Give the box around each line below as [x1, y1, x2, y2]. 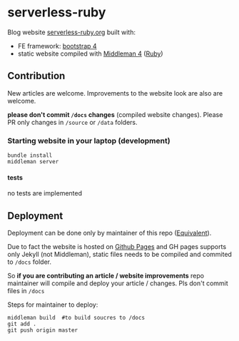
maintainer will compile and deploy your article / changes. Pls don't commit [7, 279, 228, 287]
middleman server [7, 158, 59, 166]
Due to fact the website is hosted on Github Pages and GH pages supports [7, 243, 227, 251]
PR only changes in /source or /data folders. [7, 118, 138, 126]
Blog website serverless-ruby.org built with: [7, 28, 136, 36]
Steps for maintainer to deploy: [7, 300, 98, 309]
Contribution [7, 70, 66, 82]
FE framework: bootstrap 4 [17, 41, 98, 50]
